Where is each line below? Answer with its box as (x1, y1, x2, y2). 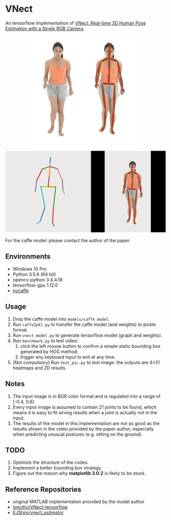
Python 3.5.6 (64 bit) (12, 271, 56, 277)
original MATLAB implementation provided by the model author (12, 499, 145, 505)
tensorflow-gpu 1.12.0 (12, 282, 59, 288)
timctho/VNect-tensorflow (12, 504, 68, 510)
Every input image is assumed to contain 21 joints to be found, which (12, 404, 157, 410)
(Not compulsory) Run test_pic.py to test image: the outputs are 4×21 (12, 359, 160, 365)
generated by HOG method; (20, 348, 79, 354)
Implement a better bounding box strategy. (12, 465, 103, 471)
